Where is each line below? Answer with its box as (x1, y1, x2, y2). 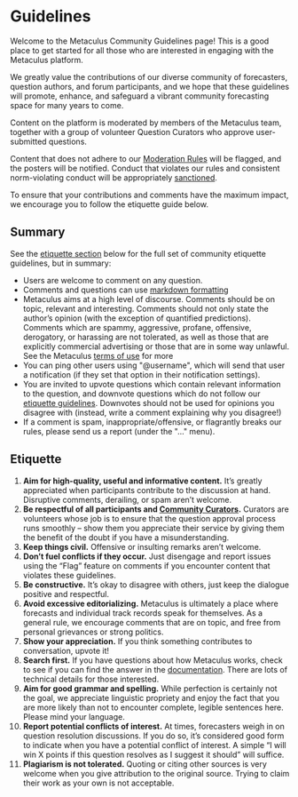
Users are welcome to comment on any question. (22, 275, 203, 285)
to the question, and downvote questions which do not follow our (22, 388, 261, 399)
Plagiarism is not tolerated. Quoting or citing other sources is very (22, 758, 267, 769)
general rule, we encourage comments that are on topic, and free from (22, 617, 281, 627)
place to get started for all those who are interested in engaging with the (10, 44, 274, 55)
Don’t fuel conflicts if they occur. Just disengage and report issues (22, 551, 271, 562)
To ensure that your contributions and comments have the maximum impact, (10, 189, 289, 200)
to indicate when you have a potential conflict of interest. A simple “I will (22, 739, 286, 750)
